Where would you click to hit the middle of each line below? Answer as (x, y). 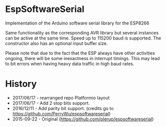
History (21, 84)
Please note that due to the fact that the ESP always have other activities (80, 53)
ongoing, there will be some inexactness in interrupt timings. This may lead (82, 58)
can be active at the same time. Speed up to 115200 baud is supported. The (83, 38)
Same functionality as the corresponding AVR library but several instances (82, 32)
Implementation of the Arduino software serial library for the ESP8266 (77, 23)
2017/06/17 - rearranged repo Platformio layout (61, 97)
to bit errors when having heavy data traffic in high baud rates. (70, 63)
